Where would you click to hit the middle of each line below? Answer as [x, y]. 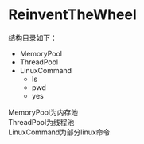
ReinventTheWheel [72, 15]
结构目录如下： [33, 37]
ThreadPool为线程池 [41, 122]
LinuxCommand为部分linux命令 [59, 132]
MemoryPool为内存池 [43, 112]
